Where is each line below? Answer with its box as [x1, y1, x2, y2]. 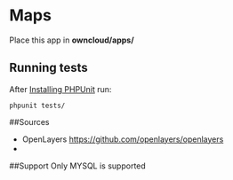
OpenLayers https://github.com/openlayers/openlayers [21, 134, 224, 145]
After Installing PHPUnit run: [9, 83, 112, 94]
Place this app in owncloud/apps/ [9, 35, 135, 45]
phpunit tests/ [9, 101, 66, 110]
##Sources [9, 116, 50, 127]
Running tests [9, 60, 89, 75]
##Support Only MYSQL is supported [9, 160, 147, 171]
